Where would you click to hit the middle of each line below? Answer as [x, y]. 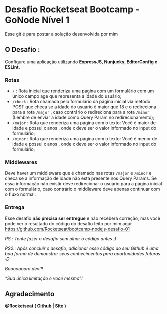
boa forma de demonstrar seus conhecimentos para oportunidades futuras [83, 253]
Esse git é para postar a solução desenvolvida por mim [62, 34]
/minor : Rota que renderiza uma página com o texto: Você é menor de [85, 139]
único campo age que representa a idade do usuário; [67, 96]
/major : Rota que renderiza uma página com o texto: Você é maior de [84, 123]
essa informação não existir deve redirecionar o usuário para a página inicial [84, 184]
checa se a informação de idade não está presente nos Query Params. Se [81, 178]
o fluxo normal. [21, 194]
